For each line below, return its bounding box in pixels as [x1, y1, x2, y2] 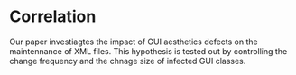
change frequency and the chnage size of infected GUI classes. [9, 55, 246, 66]
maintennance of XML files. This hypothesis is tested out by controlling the [9, 45, 288, 56]
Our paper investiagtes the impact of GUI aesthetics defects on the [9, 36, 259, 47]
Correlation [9, 6, 97, 27]
